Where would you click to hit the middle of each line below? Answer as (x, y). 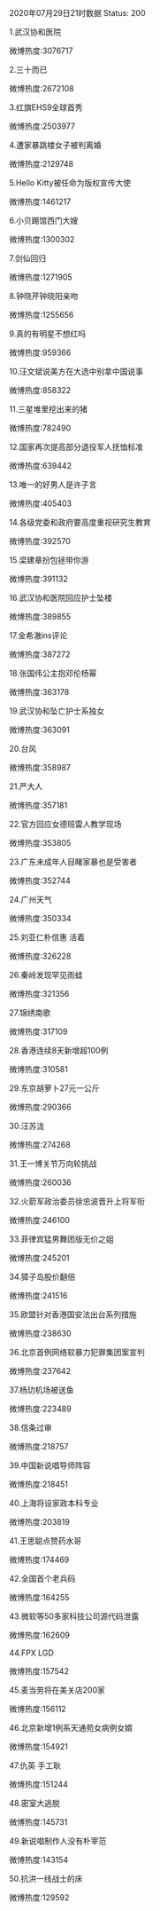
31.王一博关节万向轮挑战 (53, 1164)
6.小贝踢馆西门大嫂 (44, 221)
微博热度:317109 (38, 1031)
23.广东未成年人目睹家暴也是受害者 (73, 862)
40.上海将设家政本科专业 (54, 1503)
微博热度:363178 (39, 692)
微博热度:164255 (39, 1597)
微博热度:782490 (40, 428)
